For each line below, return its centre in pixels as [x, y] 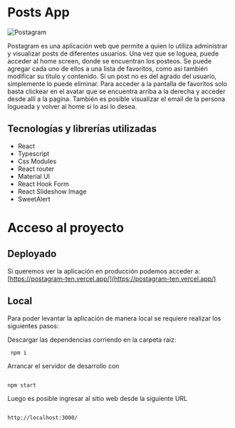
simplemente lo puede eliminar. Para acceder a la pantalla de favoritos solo [117, 83]
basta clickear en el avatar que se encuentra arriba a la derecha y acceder [116, 91]
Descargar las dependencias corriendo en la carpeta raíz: [92, 340]
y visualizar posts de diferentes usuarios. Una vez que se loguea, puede [113, 53]
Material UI [34, 176]
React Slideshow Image [52, 191]
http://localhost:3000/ [43, 417]
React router [36, 169]
